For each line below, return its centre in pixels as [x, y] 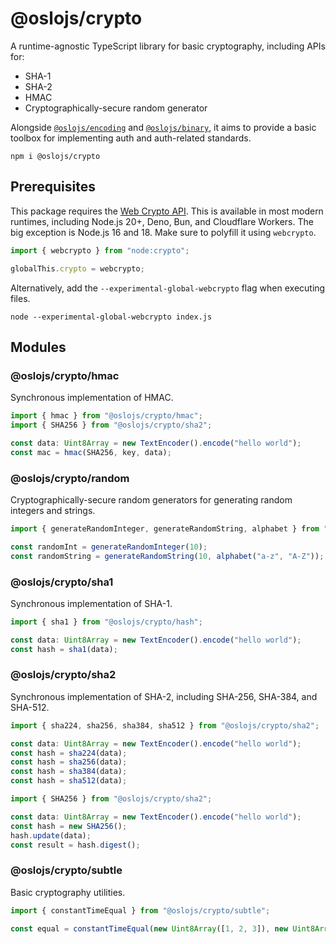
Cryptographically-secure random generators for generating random [151, 499]
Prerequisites [53, 187]
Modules [38, 347]
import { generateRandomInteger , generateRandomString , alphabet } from [165, 528]
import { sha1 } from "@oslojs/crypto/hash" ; [106, 622]
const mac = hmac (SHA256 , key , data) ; [91, 452]
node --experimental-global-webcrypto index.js [111, 317]
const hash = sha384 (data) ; [69, 772]
